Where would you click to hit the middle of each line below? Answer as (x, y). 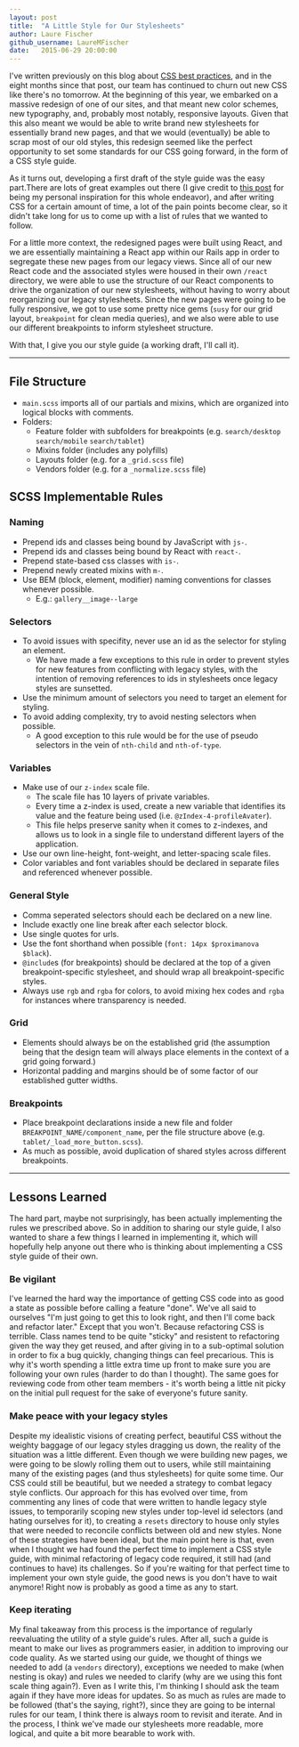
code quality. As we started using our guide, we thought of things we (136, 1657)
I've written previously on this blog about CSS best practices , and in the (141, 76)
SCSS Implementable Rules (86, 497)
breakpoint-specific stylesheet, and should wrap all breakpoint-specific (153, 972)
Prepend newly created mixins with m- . (93, 570)
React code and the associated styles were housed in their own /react (139, 271)
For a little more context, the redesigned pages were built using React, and (146, 243)
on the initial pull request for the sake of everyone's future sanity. (129, 1393)
